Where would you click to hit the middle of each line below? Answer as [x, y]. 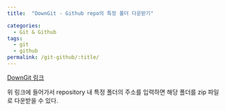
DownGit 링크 [26, 77]
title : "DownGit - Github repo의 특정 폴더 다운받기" [80, 13]
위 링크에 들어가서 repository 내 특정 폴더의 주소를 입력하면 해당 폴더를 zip [107, 92]
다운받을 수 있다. [36, 100]
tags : [15, 38]
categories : [24, 26]
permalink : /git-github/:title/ [53, 58]
